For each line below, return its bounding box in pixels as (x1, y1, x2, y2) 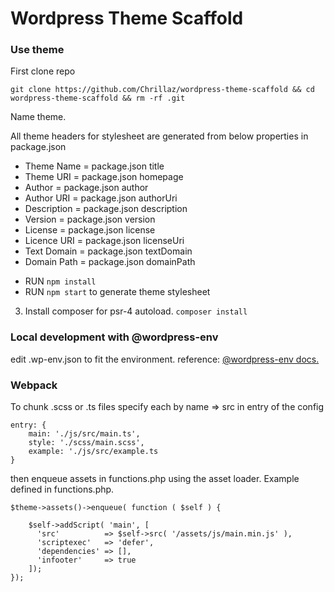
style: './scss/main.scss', (28, 438, 145, 448)
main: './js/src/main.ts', (28, 429, 141, 439)
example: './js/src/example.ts (28, 447, 159, 457)
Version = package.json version (24, 213, 156, 226)
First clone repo (10, 65, 76, 77)
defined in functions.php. (10, 483, 115, 496)
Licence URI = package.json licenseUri (24, 235, 185, 247)
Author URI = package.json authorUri (24, 192, 178, 204)
